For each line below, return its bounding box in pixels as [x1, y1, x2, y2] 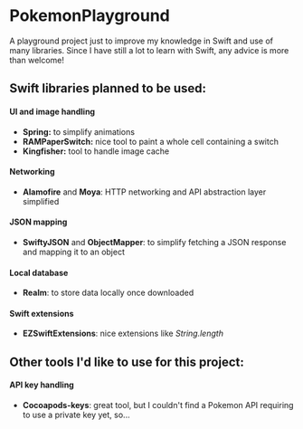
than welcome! [9, 54, 65, 65]
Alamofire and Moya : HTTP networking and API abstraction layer [22, 186, 267, 197]
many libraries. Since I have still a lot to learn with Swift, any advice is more [9, 44, 289, 55]
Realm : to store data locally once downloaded [22, 287, 194, 299]
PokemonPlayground [9, 5, 170, 26]
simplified [22, 195, 60, 206]
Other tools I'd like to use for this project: [9, 354, 244, 369]
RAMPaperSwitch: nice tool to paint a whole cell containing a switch [22, 136, 279, 147]
